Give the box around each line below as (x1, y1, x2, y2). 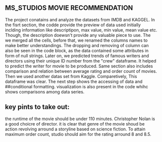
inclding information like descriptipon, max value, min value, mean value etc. (5, 27, 157, 33)
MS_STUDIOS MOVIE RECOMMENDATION (5, 4, 133, 12)
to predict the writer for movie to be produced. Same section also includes (5, 63, 153, 69)
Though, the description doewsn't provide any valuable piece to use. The (5, 32, 151, 38)
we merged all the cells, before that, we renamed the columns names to (5, 37, 148, 43)
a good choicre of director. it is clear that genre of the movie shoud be (5, 121, 145, 126)
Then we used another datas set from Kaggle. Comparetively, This (5, 73, 137, 79)
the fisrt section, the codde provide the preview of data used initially (5, 22, 141, 28)
